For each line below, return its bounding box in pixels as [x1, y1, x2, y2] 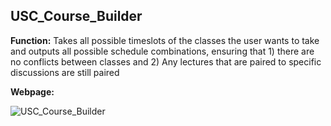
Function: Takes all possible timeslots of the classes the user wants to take [10, 34, 320, 46]
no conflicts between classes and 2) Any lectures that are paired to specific [10, 55, 322, 68]
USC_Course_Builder [10, 8, 143, 25]
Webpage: [10, 85, 55, 98]
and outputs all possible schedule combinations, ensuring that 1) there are [10, 45, 315, 57]
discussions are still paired [10, 66, 120, 78]
